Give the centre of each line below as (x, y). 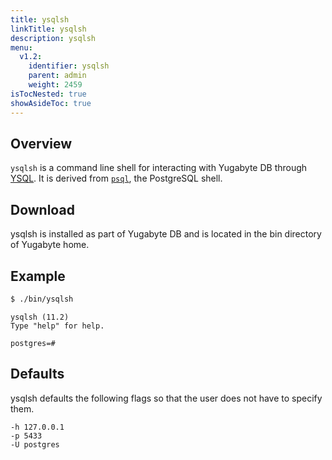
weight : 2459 (55, 85)
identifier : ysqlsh (69, 66)
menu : (21, 47)
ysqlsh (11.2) (40, 317)
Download (42, 209)
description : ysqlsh (53, 38)
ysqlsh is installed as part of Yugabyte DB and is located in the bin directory (166, 234)
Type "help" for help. (57, 326)
